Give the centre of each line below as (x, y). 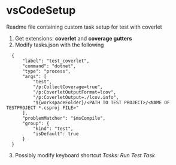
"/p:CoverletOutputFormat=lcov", (75, 92)
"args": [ (34, 76)
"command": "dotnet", (49, 66)
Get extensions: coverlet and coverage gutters (73, 38)
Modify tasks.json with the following (59, 45)
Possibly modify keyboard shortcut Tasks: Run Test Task (85, 155)
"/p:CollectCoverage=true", (68, 87)
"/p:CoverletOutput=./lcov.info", (76, 97)
